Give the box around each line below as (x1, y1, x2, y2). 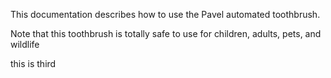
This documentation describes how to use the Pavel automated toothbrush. (10, 9, 321, 20)
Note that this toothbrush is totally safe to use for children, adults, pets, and (10, 28, 322, 39)
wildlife (10, 39, 40, 50)
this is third (10, 58, 57, 69)
